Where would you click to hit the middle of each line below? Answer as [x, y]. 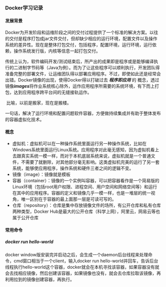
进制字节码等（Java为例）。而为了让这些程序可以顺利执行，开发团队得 [89, 68]
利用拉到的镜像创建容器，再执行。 [40, 279]
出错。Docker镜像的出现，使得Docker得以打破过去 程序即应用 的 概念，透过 [82, 80]
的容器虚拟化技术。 [25, 120]
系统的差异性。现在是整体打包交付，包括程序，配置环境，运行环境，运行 [79, 45]
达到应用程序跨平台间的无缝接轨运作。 [53, 92]
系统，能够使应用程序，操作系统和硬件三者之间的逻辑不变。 [73, 168]
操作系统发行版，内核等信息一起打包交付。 [57, 51]
